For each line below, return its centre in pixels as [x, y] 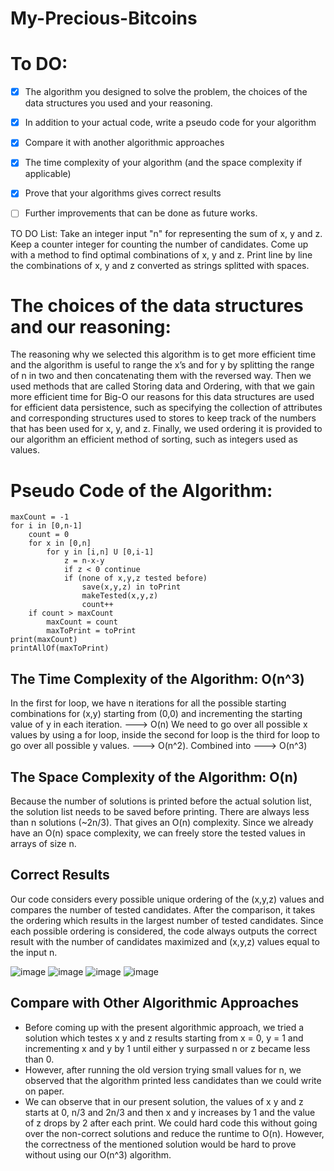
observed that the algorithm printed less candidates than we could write [173, 1080]
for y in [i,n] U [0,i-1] [100, 552]
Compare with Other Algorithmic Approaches [155, 1003]
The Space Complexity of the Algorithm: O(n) [154, 777]
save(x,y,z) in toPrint [131, 587]
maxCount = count [82, 622]
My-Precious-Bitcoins [104, 18]
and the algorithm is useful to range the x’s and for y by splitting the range [162, 365]
